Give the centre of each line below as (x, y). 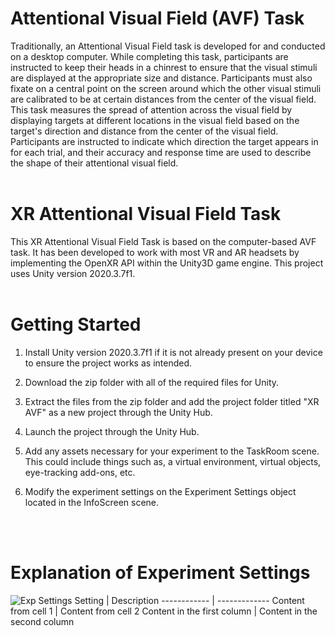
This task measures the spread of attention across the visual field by (151, 109)
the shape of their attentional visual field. (94, 163)
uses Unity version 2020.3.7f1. (73, 273)
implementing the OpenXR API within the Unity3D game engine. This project (167, 263)
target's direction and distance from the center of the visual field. (144, 131)
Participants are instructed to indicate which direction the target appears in (164, 141)
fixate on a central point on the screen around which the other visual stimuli (166, 88)
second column (42, 621)
